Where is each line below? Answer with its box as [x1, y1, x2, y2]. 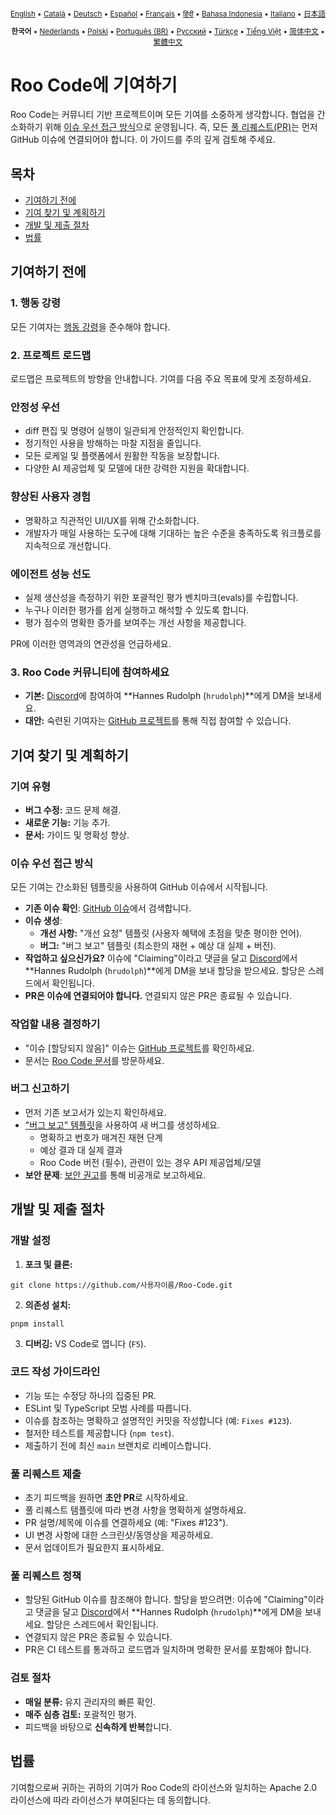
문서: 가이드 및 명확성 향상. [24, 829, 130, 841]
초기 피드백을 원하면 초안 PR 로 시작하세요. [24, 1492, 189, 1504]
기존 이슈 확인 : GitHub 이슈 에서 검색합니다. [24, 902, 192, 914]
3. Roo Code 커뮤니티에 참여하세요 [10, 665, 170, 679]
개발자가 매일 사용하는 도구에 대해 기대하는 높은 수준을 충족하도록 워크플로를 [24, 527, 322, 539]
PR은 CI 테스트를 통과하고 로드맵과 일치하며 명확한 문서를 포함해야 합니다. [24, 1644, 312, 1656]
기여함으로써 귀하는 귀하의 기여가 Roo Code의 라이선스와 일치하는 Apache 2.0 [10, 1781, 318, 1793]
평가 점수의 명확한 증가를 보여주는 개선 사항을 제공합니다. [24, 616, 247, 628]
